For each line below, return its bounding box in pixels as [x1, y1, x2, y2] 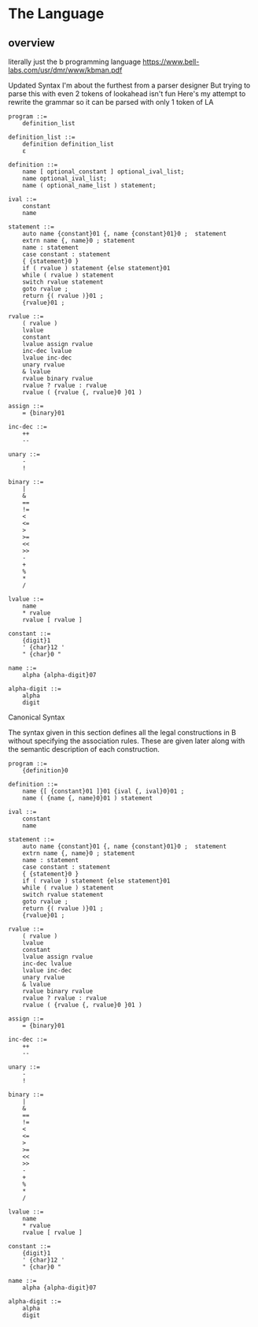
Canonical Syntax [8, 712, 65, 722]
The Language [8, 5, 105, 23]
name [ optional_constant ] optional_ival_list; [22, 168, 185, 176]
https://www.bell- [142, 57, 200, 66]
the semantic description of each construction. [8, 745, 160, 753]
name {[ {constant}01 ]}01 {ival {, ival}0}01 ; [22, 787, 185, 795]
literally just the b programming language [8, 57, 142, 66]
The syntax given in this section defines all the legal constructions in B [8, 728, 237, 737]
